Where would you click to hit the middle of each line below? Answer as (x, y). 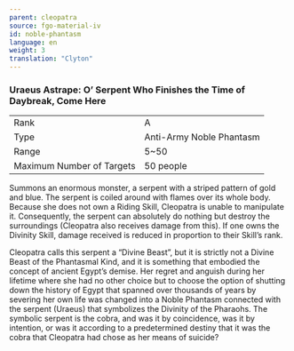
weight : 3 (28, 51)
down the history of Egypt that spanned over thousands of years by (133, 291)
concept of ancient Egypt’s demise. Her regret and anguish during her (137, 271)
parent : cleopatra (43, 17)
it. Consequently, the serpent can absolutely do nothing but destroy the (140, 216)
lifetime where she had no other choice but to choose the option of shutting (147, 281)
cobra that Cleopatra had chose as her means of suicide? (114, 338)
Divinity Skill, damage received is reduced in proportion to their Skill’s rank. (146, 235)
